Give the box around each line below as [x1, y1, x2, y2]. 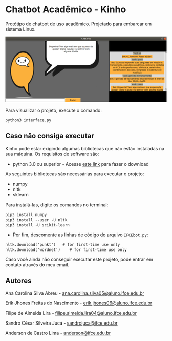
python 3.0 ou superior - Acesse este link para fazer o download [12, 160, 149, 167]
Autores [5, 276, 32, 285]
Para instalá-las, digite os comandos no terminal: [5, 202, 109, 208]
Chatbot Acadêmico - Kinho [5, 4, 126, 15]
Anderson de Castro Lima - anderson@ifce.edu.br [5, 330, 111, 336]
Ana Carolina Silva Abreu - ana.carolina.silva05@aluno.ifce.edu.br [5, 290, 144, 296]
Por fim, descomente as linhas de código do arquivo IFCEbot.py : [12, 231, 148, 238]
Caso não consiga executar [5, 132, 94, 140]
